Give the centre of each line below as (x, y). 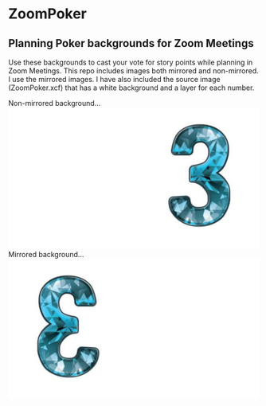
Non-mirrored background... (55, 103)
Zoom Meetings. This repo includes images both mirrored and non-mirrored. (133, 71)
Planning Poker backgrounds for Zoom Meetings (131, 43)
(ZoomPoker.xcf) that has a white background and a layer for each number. (131, 88)
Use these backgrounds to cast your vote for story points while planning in (131, 62)
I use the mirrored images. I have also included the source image (114, 79)
